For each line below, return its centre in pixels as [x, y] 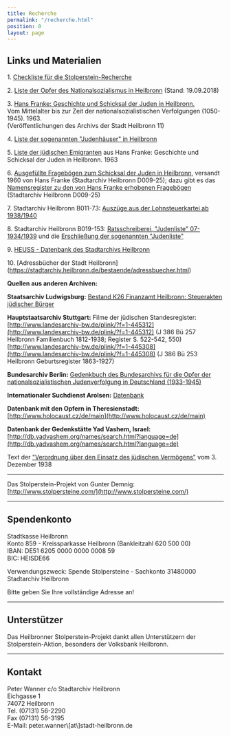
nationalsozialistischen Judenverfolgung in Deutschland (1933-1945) [104, 382]
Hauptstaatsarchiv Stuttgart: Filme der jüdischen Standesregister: [102, 318]
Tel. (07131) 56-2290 [36, 711]
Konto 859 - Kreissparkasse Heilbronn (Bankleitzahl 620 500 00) [99, 543]
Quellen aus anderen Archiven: [53, 283]
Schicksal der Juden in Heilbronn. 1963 [63, 160]
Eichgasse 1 [24, 696]
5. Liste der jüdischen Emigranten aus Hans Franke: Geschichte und [103, 153]
